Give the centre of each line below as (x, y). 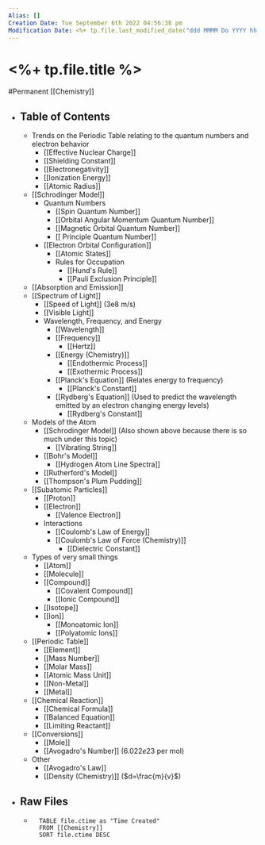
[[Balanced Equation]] (79, 717)
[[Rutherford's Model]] (80, 473)
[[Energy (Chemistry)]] (92, 355)
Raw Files (44, 801)
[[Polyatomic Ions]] (86, 633)
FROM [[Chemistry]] (71, 828)
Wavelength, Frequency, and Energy (103, 321)
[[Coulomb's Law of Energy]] (103, 532)
